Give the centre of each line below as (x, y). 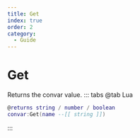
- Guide (25, 40)
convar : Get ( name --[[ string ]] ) (57, 114)
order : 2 (20, 27)
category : (22, 34)
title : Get (23, 14)
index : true (25, 21)
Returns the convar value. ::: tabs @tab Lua (70, 95)
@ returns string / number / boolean (61, 108)
